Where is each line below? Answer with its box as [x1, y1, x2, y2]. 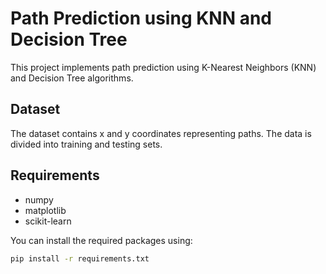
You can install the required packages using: [10, 234, 193, 246]
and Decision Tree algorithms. [10, 72, 134, 84]
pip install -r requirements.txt [10, 253, 150, 264]
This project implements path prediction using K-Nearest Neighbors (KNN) [10, 61, 317, 73]
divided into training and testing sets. [10, 138, 163, 150]
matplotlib [24, 204, 67, 216]
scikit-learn [24, 215, 72, 227]
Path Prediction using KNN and [10, 7, 273, 30]
